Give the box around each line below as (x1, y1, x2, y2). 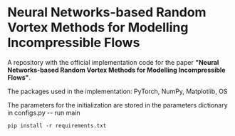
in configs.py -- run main (7, 108, 80, 117)
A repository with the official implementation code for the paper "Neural (7, 58, 219, 66)
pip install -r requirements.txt (7, 122, 107, 129)
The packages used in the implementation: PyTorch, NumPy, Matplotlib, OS (7, 87, 228, 95)
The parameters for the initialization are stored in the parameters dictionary (7, 100, 228, 109)
